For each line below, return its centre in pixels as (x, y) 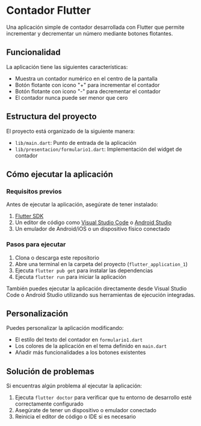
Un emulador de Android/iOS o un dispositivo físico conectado (92, 229)
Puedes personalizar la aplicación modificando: (65, 328)
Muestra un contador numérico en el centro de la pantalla (86, 78)
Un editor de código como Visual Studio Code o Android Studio (93, 222)
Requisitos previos (34, 191)
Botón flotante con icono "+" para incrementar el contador (87, 85)
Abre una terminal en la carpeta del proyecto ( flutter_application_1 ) (101, 264)
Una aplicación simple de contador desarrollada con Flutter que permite (95, 27)
